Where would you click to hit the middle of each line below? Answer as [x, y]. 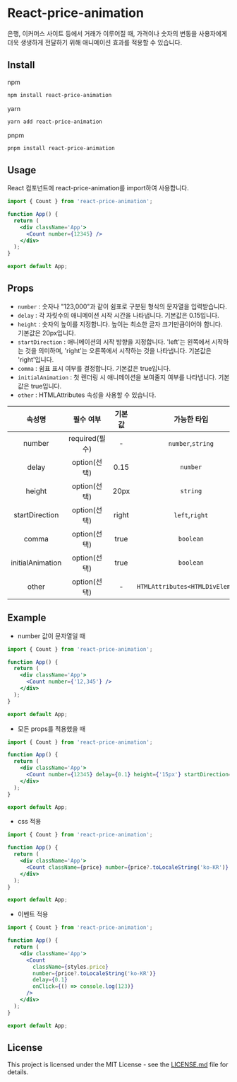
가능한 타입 [191, 419]
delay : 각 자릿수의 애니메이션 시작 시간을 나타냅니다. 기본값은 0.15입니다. [119, 315]
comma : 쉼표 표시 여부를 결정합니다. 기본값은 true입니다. [94, 368]
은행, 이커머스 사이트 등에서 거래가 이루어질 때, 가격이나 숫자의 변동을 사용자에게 [117, 33]
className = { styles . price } [71, 967]
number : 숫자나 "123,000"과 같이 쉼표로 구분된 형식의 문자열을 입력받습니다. [122, 306]
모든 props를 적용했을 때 [51, 729]
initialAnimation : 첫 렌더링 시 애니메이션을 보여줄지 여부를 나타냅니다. [117, 377]
